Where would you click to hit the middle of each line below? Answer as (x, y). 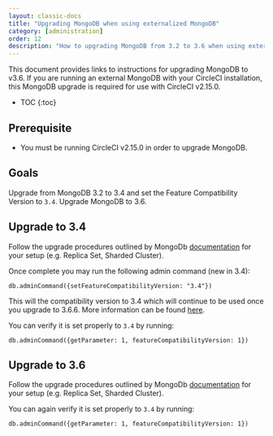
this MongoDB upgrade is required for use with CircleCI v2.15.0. (115, 87)
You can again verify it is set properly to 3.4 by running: (102, 409)
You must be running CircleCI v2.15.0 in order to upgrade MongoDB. (134, 147)
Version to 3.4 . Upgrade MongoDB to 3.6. (78, 201)
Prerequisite (40, 128)
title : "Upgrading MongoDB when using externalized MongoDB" (114, 24)
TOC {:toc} (38, 102)
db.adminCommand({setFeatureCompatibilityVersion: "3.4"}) (110, 286)
